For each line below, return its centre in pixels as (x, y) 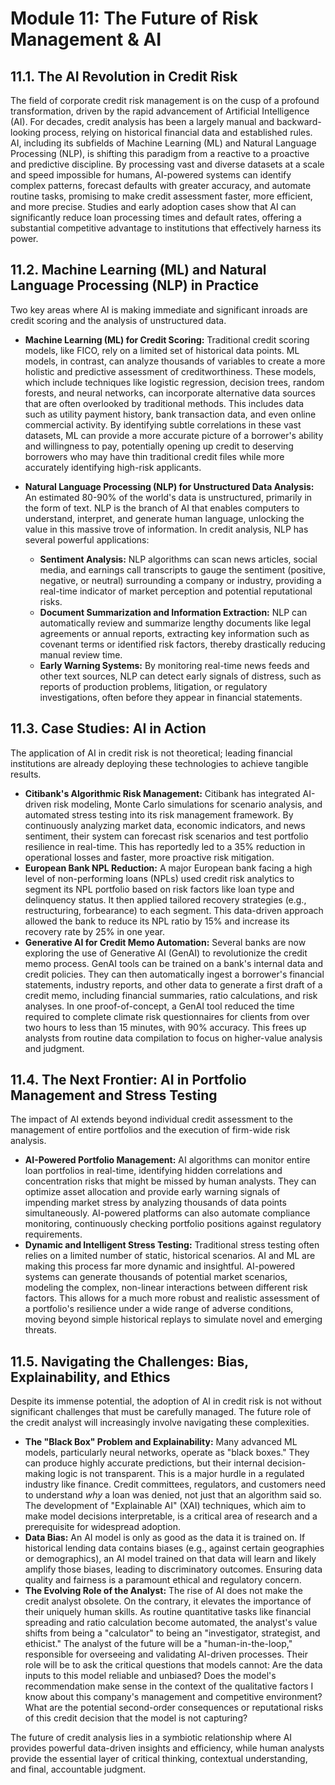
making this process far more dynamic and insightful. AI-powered (160, 1266)
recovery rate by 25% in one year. (95, 931)
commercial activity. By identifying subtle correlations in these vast (163, 424)
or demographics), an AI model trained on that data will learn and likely (170, 1559)
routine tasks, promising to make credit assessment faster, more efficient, (161, 196)
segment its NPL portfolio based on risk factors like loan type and (159, 889)
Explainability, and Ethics (90, 1377)
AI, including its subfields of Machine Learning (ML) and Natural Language (163, 143)
